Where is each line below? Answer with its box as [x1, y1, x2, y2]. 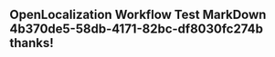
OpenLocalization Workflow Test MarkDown [9, 7, 267, 23]
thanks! [9, 35, 55, 51]
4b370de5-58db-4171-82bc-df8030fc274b [9, 22, 263, 37]
